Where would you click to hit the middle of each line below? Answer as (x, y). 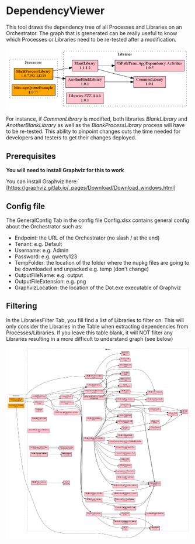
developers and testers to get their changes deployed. (71, 138)
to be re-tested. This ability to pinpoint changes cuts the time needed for (93, 131)
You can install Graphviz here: (42, 182)
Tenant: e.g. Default (38, 244)
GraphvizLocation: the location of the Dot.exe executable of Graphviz (98, 288)
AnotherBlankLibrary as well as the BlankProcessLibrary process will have (95, 125)
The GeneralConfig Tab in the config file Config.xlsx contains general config (98, 220)
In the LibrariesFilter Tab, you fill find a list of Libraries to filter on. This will (95, 320)
